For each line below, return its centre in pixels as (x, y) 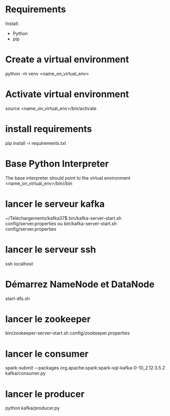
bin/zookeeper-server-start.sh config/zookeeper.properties (67, 333)
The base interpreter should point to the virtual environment (68, 178)
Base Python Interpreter (57, 164)
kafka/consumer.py (25, 373)
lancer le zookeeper (48, 319)
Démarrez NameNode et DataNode (80, 284)
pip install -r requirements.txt (36, 143)
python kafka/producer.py (33, 408)
